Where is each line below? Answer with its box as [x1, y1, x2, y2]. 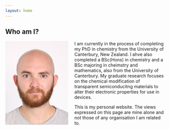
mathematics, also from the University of [74, 68, 159, 74]
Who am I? [5, 28, 39, 36]
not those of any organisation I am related [74, 115, 161, 121]
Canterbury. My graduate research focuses [74, 73, 164, 79]
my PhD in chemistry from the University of [74, 46, 164, 52]
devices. [74, 94, 92, 100]
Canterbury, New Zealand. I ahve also [74, 51, 152, 57]
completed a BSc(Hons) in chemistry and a [74, 57, 163, 63]
